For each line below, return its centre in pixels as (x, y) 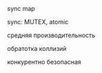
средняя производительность (51, 35)
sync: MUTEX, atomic (38, 22)
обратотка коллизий (37, 49)
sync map (21, 9)
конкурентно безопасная (44, 62)
